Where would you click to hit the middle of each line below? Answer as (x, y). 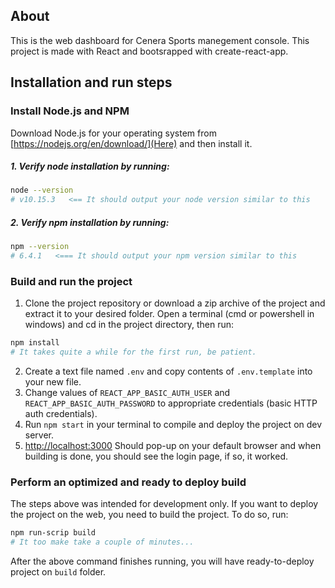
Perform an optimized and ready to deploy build (128, 482)
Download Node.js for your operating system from (113, 133)
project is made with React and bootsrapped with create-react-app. (149, 51)
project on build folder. (58, 572)
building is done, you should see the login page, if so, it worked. (156, 456)
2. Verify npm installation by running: (90, 222)
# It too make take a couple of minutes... (102, 542)
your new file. (53, 381)
